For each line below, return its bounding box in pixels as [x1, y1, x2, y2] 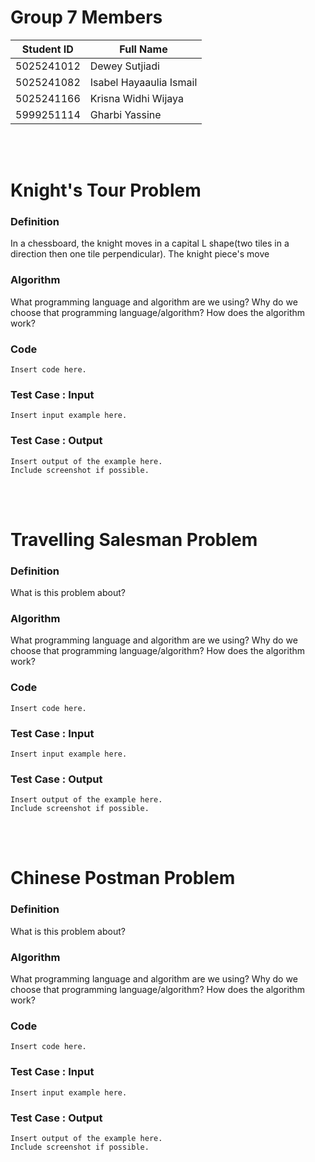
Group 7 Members [10, 6, 163, 29]
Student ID [21, 42, 74, 56]
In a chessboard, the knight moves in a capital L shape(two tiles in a [10, 237, 290, 250]
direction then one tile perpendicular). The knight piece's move [10, 248, 270, 260]
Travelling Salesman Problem [10, 528, 258, 551]
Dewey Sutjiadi [89, 59, 160, 73]
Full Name [119, 42, 168, 56]
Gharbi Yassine [89, 107, 162, 121]
